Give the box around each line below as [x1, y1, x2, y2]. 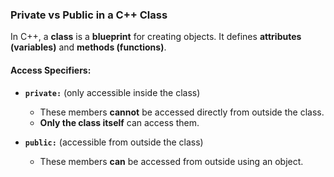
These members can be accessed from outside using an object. [39, 155, 304, 167]
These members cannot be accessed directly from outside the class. [39, 106, 325, 118]
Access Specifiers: [10, 64, 92, 76]
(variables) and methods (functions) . [10, 41, 167, 53]
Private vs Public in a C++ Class [10, 8, 168, 22]
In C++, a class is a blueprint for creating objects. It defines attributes [10, 31, 302, 43]
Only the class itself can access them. [39, 116, 200, 128]
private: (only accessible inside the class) [24, 86, 201, 98]
